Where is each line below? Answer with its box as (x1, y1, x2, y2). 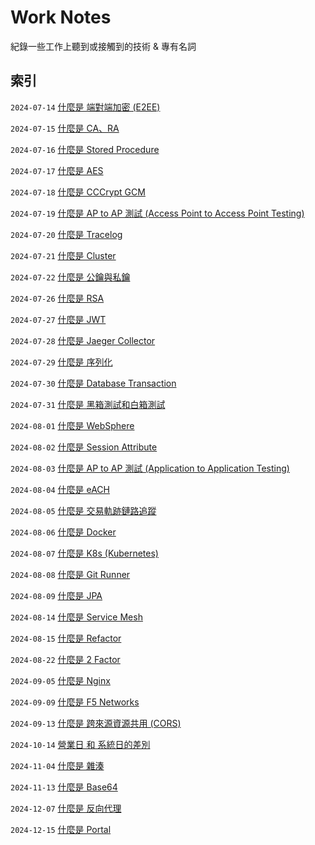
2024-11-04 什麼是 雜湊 (10, 759, 105, 771)
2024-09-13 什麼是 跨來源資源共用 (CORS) (10, 717, 182, 729)
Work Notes (10, 6, 112, 29)
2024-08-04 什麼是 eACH (10, 483, 110, 495)
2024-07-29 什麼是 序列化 (10, 356, 113, 368)
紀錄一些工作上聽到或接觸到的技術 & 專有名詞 (10, 40, 197, 52)
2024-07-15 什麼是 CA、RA (10, 122, 120, 134)
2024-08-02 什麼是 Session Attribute (10, 441, 158, 453)
